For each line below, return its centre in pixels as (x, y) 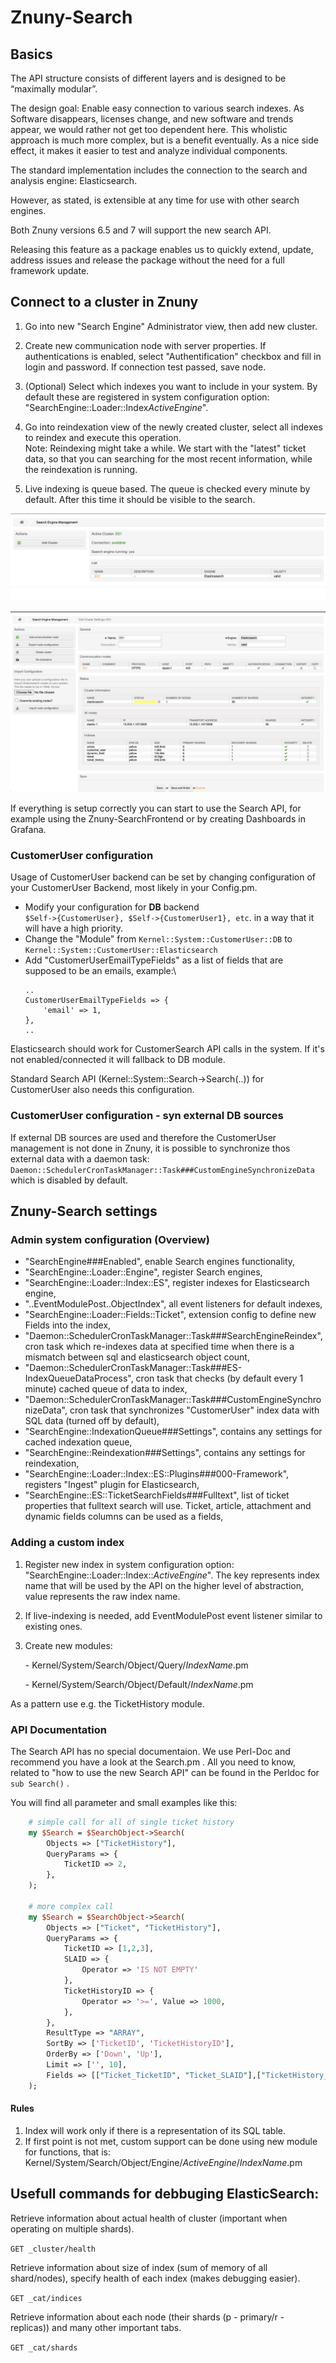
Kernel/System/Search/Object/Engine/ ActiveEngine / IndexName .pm (163, 2162)
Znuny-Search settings (84, 1211)
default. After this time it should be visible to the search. (140, 499)
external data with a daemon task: (80, 1158)
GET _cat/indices (46, 2298)
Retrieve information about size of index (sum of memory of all (139, 2267)
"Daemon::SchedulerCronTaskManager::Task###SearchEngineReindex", (173, 1336)
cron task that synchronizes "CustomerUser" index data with (194, 1410)
